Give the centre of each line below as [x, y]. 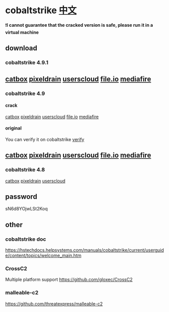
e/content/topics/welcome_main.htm [43, 255]
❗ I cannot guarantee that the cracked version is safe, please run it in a [79, 25]
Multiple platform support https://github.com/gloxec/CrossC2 [69, 280]
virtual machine [22, 32]
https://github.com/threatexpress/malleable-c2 [54, 303]
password [21, 197]
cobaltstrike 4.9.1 [27, 63]
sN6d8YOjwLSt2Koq [26, 209]
